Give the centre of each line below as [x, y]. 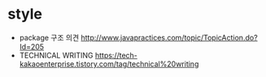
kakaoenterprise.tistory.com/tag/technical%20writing [109, 64]
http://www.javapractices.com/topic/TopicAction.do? [169, 37]
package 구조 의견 [49, 37]
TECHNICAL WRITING [57, 55]
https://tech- [116, 55]
